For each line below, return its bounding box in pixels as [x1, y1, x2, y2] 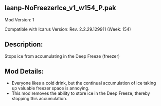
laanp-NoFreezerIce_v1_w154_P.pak [4, 4, 116, 12]
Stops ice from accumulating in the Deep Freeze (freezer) [4, 53, 120, 59]
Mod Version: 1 [4, 17, 35, 22]
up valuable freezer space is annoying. [11, 85, 89, 91]
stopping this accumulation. [11, 96, 68, 102]
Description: [4, 40, 43, 49]
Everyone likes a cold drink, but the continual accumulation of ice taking [11, 80, 156, 86]
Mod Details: [4, 68, 44, 76]
